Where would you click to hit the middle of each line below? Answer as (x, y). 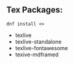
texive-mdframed (37, 55)
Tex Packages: (35, 10)
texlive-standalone (38, 41)
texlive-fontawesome (42, 48)
